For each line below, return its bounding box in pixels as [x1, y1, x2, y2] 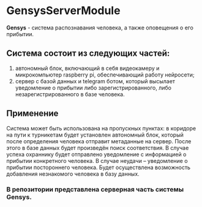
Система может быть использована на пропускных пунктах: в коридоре [6, 124, 196, 132]
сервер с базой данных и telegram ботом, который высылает [15, 77, 176, 85]
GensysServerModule [6, 4, 121, 18]
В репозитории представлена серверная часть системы [6, 185, 184, 194]
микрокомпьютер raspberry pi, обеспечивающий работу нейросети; [15, 71, 195, 78]
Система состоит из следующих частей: [6, 48, 170, 59]
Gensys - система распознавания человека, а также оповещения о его [6, 24, 194, 31]
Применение [6, 108, 59, 119]
